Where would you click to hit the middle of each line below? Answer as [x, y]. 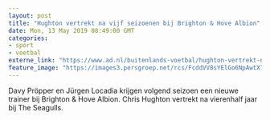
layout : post [30, 16]
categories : [28, 38]
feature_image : [34, 68]
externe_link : [32, 61]
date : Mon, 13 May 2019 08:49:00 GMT [72, 30]
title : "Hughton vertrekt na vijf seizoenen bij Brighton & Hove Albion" [135, 23]
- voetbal [25, 53]
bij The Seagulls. [36, 107]
